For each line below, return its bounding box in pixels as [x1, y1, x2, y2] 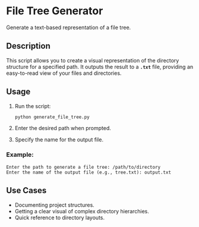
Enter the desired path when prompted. [14, 124, 112, 131]
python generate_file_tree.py [14, 114, 90, 120]
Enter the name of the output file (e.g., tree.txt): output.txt [6, 169, 171, 175]
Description [6, 41, 50, 51]
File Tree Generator [6, 4, 103, 18]
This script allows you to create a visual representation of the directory [6, 56, 179, 64]
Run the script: [14, 102, 51, 109]
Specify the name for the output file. [14, 135, 104, 143]
